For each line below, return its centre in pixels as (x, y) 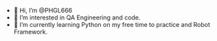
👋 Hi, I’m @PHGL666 (43, 10)
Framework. (31, 32)
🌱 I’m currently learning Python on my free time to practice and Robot (112, 25)
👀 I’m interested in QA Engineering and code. (77, 17)
